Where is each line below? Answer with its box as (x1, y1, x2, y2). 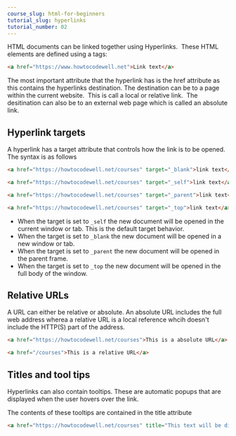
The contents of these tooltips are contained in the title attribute (7, 408, 192, 416)
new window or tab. (17, 239, 75, 248)
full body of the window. (17, 269, 88, 277)
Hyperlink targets (7, 126, 86, 138)
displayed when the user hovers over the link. (7, 395, 139, 403)
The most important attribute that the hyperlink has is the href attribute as (7, 77, 220, 85)
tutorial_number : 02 (7, 23, 68, 30)
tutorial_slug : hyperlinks (7, 17, 86, 24)
